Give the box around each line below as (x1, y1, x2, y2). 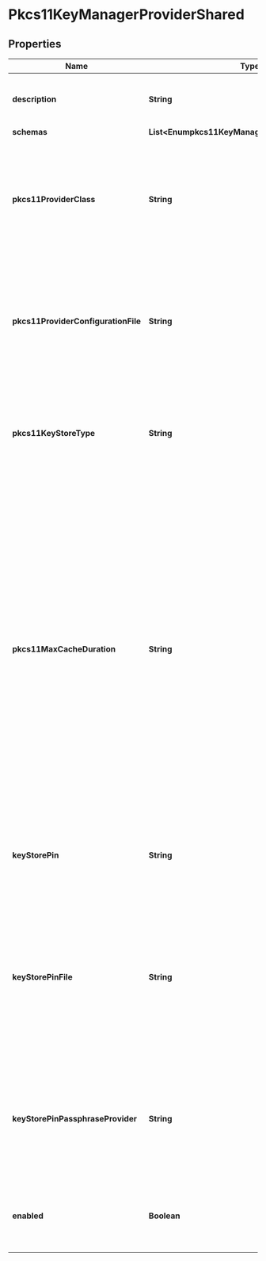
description (12, 94, 57, 105)
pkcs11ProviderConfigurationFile (12, 315, 141, 327)
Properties (8, 37, 62, 51)
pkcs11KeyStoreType (12, 428, 96, 438)
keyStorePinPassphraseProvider (12, 1114, 137, 1124)
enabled (12, 1210, 44, 1221)
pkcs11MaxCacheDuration (12, 644, 116, 655)
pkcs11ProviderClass (12, 194, 96, 204)
